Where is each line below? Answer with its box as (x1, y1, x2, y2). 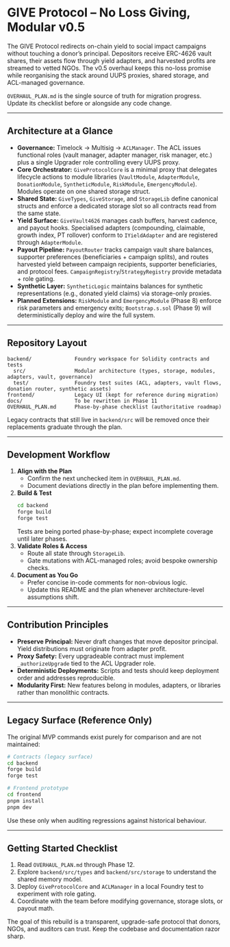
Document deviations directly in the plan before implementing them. (27, 482, 219, 490)
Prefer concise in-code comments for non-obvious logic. (27, 578, 188, 587)
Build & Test (16, 489, 52, 497)
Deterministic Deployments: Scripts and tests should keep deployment (16, 666, 219, 674)
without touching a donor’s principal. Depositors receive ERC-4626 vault (7, 49, 212, 58)
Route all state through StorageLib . (27, 550, 125, 557)
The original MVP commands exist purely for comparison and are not (7, 733, 202, 741)
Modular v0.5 (7, 19, 86, 35)
